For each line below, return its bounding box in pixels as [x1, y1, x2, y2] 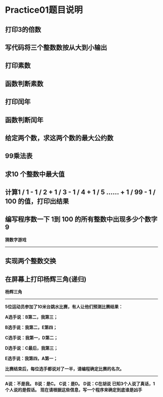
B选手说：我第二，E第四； [5, 324, 57, 330]
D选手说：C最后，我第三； [5, 345, 58, 351]
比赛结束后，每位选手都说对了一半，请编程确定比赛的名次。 [5, 366, 124, 372]
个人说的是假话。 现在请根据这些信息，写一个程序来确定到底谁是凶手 [5, 387, 142, 393]
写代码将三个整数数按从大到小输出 [5, 43, 107, 52]
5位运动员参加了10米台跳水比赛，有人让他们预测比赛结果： [5, 304, 123, 310]
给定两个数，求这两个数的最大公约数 [5, 133, 114, 142]
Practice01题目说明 [5, 4, 83, 16]
